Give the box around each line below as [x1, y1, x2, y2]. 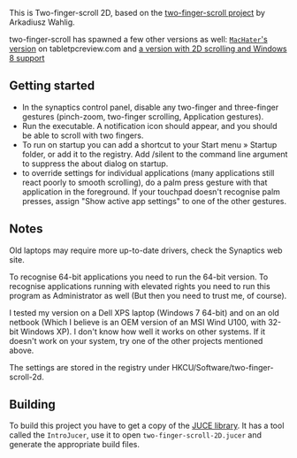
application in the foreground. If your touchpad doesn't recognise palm [21, 186, 281, 197]
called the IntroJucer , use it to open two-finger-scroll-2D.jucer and [9, 430, 263, 440]
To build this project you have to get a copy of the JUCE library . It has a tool [9, 420, 285, 431]
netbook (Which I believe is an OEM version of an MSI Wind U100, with [9, 317, 267, 327]
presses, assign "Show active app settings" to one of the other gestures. [21, 195, 287, 206]
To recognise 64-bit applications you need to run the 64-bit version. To [9, 271, 269, 282]
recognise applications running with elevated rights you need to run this [9, 280, 271, 291]
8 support [9, 53, 45, 63]
